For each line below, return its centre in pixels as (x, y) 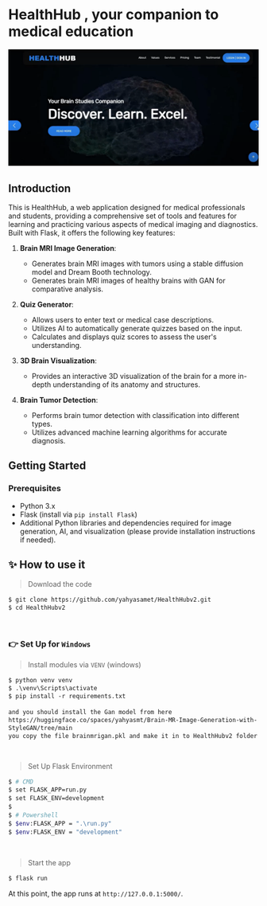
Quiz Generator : (46, 305)
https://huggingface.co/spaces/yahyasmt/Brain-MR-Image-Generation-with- (133, 720)
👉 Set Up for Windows (50, 644)
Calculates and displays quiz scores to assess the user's (124, 337)
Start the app (49, 862)
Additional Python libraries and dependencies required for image (126, 522)
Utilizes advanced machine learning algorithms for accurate (130, 432)
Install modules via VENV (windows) (84, 664)
